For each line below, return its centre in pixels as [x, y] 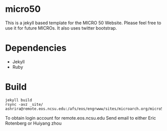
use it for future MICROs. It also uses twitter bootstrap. [61, 28]
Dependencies [36, 48]
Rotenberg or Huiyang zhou [34, 123]
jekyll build [19, 100]
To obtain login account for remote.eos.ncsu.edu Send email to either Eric [81, 118]
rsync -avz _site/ [24, 104]
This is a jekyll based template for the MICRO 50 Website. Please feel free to [83, 23]
